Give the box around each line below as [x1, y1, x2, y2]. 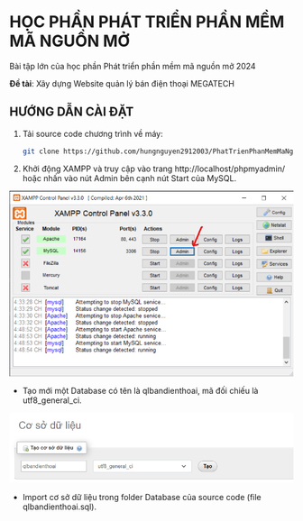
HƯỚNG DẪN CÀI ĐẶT [9, 105, 134, 120]
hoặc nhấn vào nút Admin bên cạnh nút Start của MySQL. [22, 172, 237, 183]
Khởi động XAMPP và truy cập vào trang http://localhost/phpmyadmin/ [22, 163, 286, 174]
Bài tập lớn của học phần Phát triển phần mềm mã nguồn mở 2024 [9, 60, 256, 71]
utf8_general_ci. [22, 395, 83, 406]
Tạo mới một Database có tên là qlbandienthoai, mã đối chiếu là [22, 385, 259, 396]
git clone [22, 147, 60, 156]
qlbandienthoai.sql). [22, 501, 97, 512]
